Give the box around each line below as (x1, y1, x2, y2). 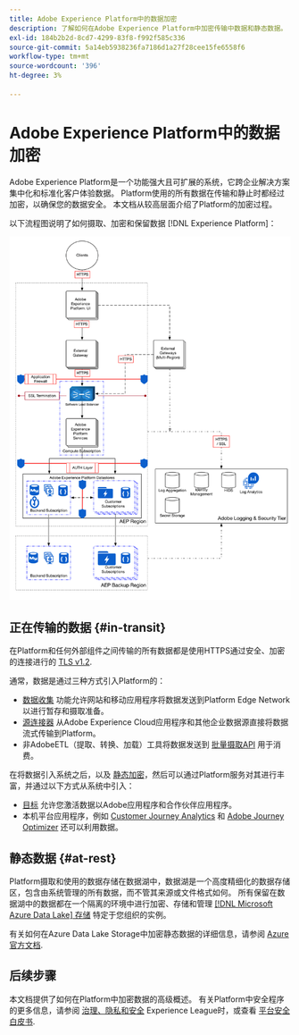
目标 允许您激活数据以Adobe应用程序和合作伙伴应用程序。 (21, 800, 237, 811)
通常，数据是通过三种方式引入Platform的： (9, 676, 166, 686)
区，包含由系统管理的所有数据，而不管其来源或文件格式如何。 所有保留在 (9, 887, 278, 897)
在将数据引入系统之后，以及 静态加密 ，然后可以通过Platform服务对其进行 (9, 770, 278, 780)
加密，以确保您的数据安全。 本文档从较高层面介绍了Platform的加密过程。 (9, 198, 278, 209)
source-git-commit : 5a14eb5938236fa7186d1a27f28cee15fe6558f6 (9, 43, 245, 52)
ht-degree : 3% (9, 72, 62, 80)
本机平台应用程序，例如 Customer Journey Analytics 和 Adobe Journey (21, 811, 285, 821)
